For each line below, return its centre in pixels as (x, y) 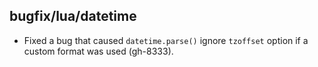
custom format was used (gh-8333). (98, 51)
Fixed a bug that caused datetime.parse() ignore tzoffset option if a (166, 40)
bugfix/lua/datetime (73, 16)
